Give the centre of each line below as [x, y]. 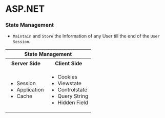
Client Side [69, 64]
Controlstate [73, 90]
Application [30, 90]
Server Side [26, 64]
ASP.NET [25, 9]
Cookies [68, 77]
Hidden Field [73, 103]
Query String [73, 96]
